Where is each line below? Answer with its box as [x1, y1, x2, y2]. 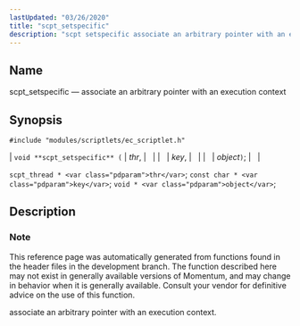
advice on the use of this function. [9, 289, 136, 300]
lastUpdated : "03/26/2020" [9, 13, 110, 22]
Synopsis [9, 113, 62, 128]
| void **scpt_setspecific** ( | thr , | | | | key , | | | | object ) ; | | [9, 152, 261, 162]
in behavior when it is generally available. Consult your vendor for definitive [9, 280, 287, 290]
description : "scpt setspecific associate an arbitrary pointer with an [9, 29, 286, 38]
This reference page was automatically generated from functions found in [9, 251, 281, 262]
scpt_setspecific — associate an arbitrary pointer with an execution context [9, 87, 287, 97]
